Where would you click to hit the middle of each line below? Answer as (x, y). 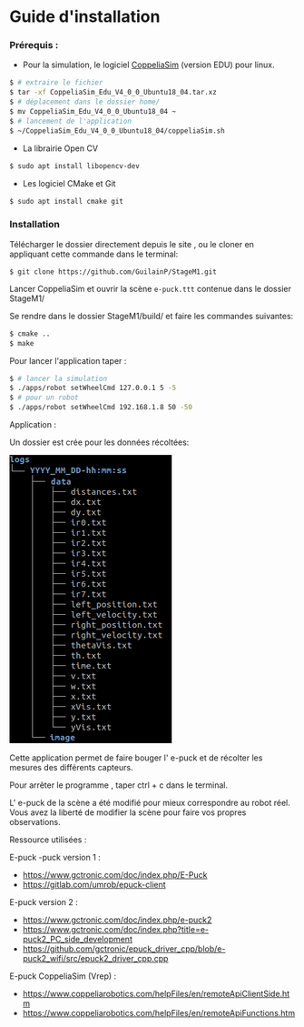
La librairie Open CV (60, 148)
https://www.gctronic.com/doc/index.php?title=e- (115, 930)
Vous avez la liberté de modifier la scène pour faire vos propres (128, 812)
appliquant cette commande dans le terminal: (94, 254)
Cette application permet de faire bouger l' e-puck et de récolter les (136, 758)
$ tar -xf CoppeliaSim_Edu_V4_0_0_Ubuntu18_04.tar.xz (113, 93)
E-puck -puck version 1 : (55, 858)
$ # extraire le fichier (56, 83)
